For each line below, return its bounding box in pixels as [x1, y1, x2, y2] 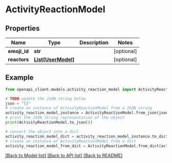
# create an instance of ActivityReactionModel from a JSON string [5, 106, 153, 111]
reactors [8, 56, 29, 63]
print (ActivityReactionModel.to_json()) [5, 120, 93, 125]
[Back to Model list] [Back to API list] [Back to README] [5, 152, 123, 159]
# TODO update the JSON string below [5, 96, 86, 101]
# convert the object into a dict [5, 129, 79, 134]
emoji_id [8, 48, 29, 55]
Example [5, 73, 34, 82]
